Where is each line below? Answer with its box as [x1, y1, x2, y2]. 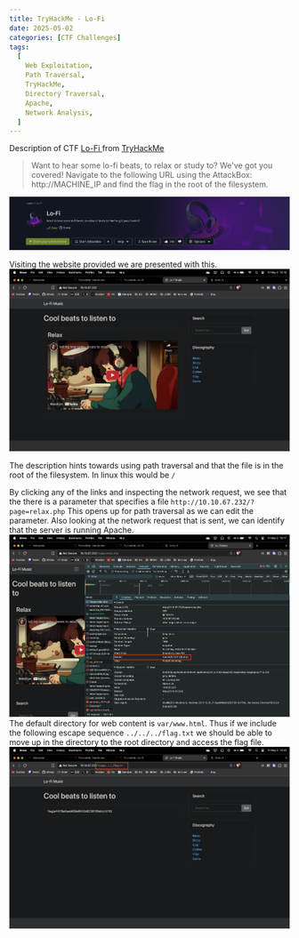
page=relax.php [9, 507, 66, 516]
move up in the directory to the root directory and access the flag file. [9, 736, 264, 747]
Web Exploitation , [25, 61, 93, 70]
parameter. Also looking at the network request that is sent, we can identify [9, 515, 285, 525]
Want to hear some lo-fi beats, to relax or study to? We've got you [30, 160, 273, 171]
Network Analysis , [25, 108, 93, 117]
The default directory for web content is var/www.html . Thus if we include [9, 718, 278, 728]
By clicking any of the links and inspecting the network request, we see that [9, 486, 287, 497]
